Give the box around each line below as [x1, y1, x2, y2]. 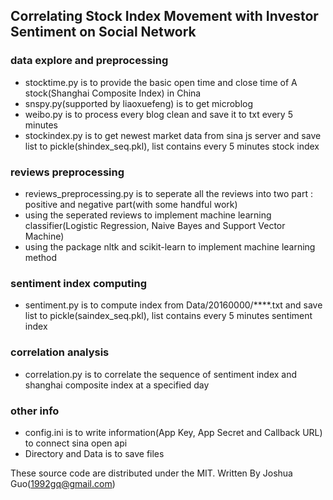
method [24, 251, 58, 263]
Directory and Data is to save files [24, 447, 165, 459]
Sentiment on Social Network [10, 24, 197, 41]
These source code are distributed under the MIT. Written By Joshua [10, 467, 293, 479]
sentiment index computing [10, 276, 147, 290]
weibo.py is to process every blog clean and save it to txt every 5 [24, 108, 293, 120]
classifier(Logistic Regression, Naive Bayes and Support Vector [24, 219, 286, 231]
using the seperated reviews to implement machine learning [24, 209, 272, 221]
